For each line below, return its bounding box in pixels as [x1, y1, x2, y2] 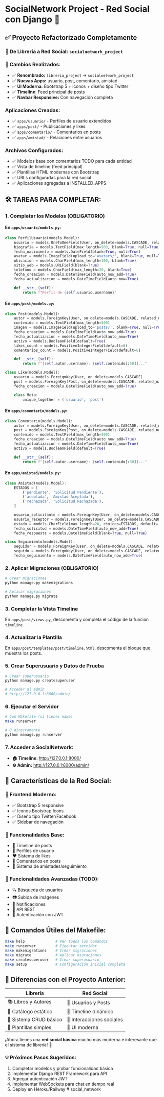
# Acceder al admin [5, 687, 45, 692]
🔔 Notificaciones [12, 902, 46, 907]
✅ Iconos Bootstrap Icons [12, 807, 64, 814]
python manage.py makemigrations [5, 581, 73, 585]
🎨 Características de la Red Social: [5, 777, 111, 785]
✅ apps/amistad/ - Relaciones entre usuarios [12, 135, 102, 141]
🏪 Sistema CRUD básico [7, 1016, 62, 1023]
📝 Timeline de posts [12, 843, 52, 849]
